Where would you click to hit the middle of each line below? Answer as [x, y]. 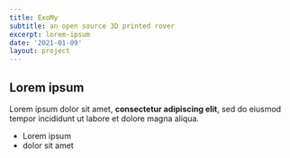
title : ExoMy [34, 18]
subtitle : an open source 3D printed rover [92, 26]
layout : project [40, 51]
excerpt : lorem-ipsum [50, 34]
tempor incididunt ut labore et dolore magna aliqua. [104, 118]
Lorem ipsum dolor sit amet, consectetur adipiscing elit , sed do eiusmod [145, 109]
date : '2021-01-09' [46, 43]
